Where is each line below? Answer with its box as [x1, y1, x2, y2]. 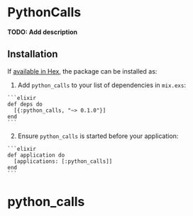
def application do [7, 152, 65, 159]
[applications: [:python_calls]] [13, 157, 113, 165]
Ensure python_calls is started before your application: [17, 132, 179, 140]
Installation [7, 48, 58, 60]
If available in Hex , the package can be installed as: [7, 67, 158, 75]
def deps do [7, 101, 43, 108]
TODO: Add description [7, 28, 78, 36]
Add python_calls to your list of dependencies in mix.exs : [17, 81, 187, 89]
